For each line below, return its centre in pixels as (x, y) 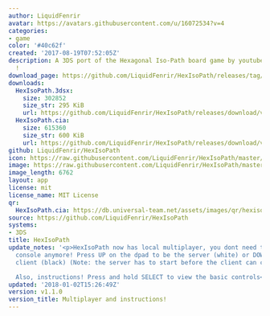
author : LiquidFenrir (45, 16)
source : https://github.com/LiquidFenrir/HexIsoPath (98, 218)
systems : (23, 225)
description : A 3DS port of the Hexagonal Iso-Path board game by (122, 61)
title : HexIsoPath (39, 240)
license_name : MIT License (53, 195)
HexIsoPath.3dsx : (45, 90)
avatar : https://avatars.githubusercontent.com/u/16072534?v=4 (117, 23)
